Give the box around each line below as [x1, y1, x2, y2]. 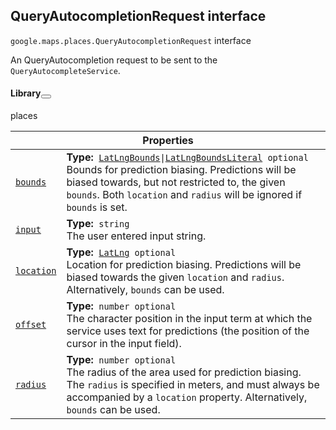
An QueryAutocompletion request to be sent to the [10, 54, 218, 66]
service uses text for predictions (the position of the [66, 324, 310, 338]
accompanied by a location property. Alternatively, [66, 390, 308, 404]
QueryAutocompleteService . [10, 64, 121, 76]
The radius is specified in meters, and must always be [66, 378, 320, 392]
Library [10, 87, 42, 99]
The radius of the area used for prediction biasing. [66, 365, 302, 379]
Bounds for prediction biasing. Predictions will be [66, 163, 297, 177]
